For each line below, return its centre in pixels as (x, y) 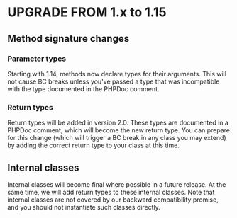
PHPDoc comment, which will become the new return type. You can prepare (119, 130)
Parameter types (37, 59)
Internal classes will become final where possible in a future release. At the (117, 184)
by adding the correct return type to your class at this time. (93, 145)
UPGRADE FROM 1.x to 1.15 (87, 12)
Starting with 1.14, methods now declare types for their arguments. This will (117, 74)
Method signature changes (68, 39)
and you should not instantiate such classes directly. (84, 207)
